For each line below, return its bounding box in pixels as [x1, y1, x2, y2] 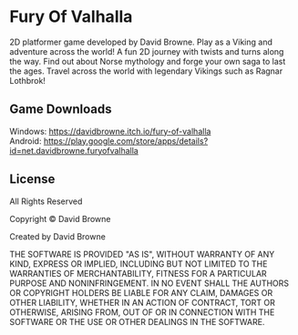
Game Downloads [9, 102, 112, 117]
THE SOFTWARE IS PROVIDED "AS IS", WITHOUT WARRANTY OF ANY [9, 249, 275, 259]
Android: [9, 135, 42, 147]
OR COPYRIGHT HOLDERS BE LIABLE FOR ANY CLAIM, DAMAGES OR [9, 287, 273, 298]
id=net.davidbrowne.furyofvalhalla [9, 145, 139, 156]
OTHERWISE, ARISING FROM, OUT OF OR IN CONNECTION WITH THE [9, 307, 275, 318]
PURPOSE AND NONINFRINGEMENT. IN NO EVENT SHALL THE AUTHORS [9, 278, 290, 289]
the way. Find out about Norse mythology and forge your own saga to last [9, 56, 286, 66]
